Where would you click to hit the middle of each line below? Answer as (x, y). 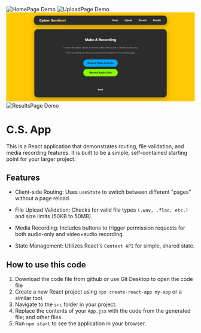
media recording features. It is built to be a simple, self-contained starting (97, 152)
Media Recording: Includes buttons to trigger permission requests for (100, 228)
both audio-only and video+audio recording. (69, 234)
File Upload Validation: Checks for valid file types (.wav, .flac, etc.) (101, 210)
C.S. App (29, 129)
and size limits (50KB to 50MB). (54, 216)
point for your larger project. (41, 159)
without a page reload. (42, 198)
